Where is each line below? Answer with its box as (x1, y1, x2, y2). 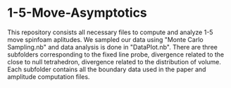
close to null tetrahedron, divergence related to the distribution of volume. (7, 57, 222, 66)
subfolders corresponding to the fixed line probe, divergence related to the (7, 50, 225, 59)
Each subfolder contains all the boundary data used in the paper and (7, 65, 206, 73)
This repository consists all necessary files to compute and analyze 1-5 (7, 28, 213, 36)
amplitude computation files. (7, 72, 90, 81)
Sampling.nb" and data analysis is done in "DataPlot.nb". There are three (7, 43, 218, 51)
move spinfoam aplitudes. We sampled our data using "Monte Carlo (7, 35, 204, 43)
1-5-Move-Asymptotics (7, 5, 148, 21)
